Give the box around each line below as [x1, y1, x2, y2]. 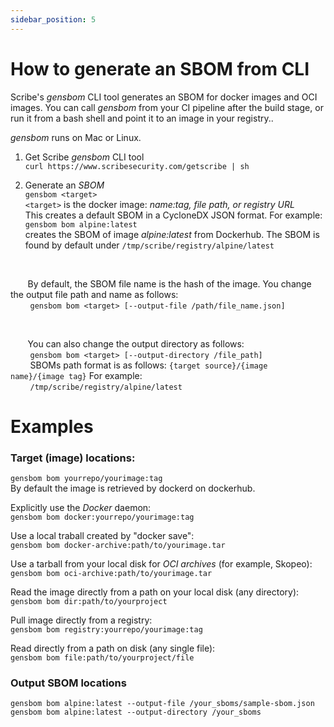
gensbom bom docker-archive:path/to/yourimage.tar [10, 541, 226, 551]
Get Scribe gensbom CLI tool [24, 151, 145, 163]
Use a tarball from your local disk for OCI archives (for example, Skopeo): [10, 558, 313, 570]
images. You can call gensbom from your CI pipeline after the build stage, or [10, 101, 324, 113]
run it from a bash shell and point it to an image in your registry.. [10, 112, 274, 124]
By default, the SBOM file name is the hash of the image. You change [27, 277, 312, 290]
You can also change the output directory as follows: [27, 337, 245, 350]
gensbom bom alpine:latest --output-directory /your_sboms [10, 707, 262, 718]
